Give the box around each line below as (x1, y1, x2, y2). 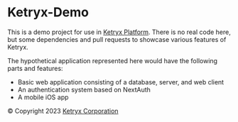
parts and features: (7, 64, 63, 72)
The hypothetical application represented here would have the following (7, 56, 218, 65)
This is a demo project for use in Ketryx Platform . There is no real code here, (7, 28, 231, 36)
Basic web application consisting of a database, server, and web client (17, 77, 225, 86)
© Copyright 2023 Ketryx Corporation (7, 106, 119, 115)
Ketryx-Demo (7, 4, 89, 21)
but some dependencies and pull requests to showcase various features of (7, 35, 227, 43)
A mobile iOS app (17, 93, 69, 101)
